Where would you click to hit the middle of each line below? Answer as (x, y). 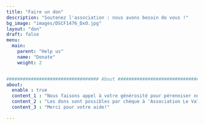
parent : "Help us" (40, 52)
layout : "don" (24, 29)
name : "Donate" (36, 57)
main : (19, 46)
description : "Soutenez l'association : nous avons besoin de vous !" (97, 18)
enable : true (29, 90)
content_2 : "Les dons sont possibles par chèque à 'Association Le (100, 102)
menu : (13, 40)
